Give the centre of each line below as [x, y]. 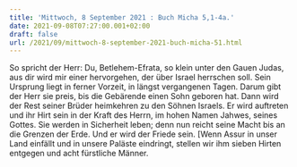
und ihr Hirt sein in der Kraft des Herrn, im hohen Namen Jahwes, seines [144, 115]
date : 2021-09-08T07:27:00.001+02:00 [80, 26]
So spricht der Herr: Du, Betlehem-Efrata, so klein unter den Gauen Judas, [147, 68]
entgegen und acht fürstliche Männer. [79, 154]
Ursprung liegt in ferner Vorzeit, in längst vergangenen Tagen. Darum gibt [145, 87]
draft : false [34, 34]
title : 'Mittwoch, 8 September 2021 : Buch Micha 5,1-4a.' [122, 17]
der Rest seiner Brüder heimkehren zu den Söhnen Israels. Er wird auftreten [149, 106]
